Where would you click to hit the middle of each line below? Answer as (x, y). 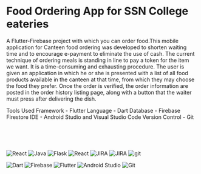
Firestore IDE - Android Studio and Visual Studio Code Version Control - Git (100, 117)
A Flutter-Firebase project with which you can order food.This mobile (93, 41)
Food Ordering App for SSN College (97, 11)
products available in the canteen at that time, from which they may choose (101, 79)
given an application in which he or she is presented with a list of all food (97, 73)
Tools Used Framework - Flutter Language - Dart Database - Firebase (94, 110)
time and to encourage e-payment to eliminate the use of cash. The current (101, 53)
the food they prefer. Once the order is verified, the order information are (97, 85)
